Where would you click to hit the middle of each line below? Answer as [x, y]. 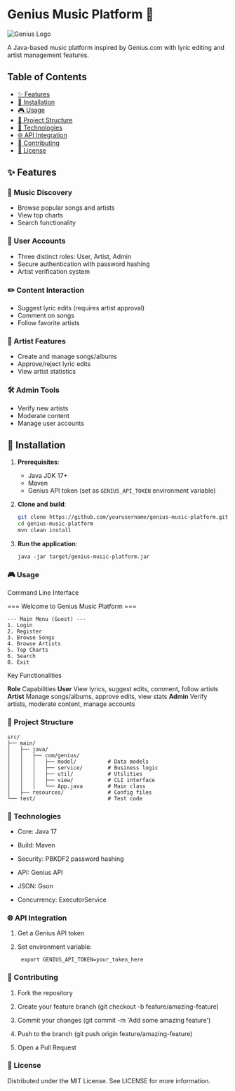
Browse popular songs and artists [66, 208]
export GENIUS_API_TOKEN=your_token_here [82, 960]
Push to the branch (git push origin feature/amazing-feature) [105, 1033]
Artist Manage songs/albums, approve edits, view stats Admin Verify [107, 697]
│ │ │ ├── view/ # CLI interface [81, 780]
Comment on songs [46, 315]
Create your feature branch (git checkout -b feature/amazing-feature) [118, 1007]
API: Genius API [40, 872]
